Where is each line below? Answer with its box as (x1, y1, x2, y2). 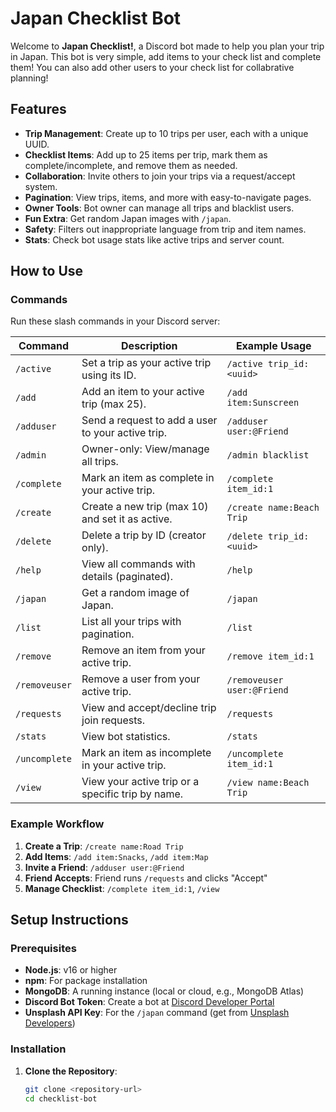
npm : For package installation (24, 975, 148, 987)
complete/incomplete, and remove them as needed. (24, 159, 238, 171)
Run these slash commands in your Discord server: (10, 315, 221, 327)
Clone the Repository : (24, 1065, 118, 1077)
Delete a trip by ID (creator (81, 528, 207, 542)
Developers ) (24, 1017, 76, 1029)
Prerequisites (10, 942, 77, 956)
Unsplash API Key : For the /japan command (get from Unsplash (24, 1007, 290, 1019)
